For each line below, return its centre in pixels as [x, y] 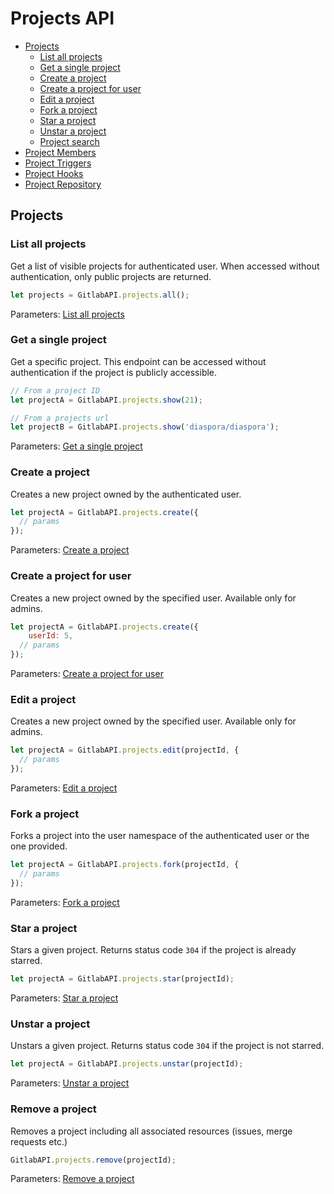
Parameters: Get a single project [76, 446]
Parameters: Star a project [64, 998]
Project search [69, 141]
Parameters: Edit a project [64, 788]
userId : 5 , [51, 636]
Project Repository [63, 184]
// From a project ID [55, 390]
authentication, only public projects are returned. [111, 276]
